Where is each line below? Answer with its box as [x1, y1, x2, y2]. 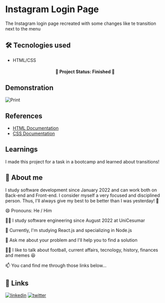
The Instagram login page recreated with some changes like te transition [5, 20, 156, 26]
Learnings [5, 145, 38, 154]
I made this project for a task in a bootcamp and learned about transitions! [5, 158, 159, 164]
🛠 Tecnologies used [5, 41, 71, 50]
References [5, 112, 43, 120]
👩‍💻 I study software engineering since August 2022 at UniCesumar [5, 217, 145, 223]
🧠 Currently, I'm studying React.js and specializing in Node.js [5, 227, 133, 233]
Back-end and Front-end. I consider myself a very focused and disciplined [5, 192, 160, 198]
